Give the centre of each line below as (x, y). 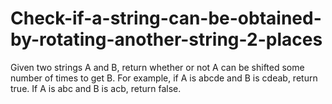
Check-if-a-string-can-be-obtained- (166, 18)
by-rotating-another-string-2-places (166, 39)
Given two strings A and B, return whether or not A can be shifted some (157, 67)
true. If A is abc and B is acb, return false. (96, 88)
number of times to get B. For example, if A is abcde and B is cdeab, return (164, 78)
